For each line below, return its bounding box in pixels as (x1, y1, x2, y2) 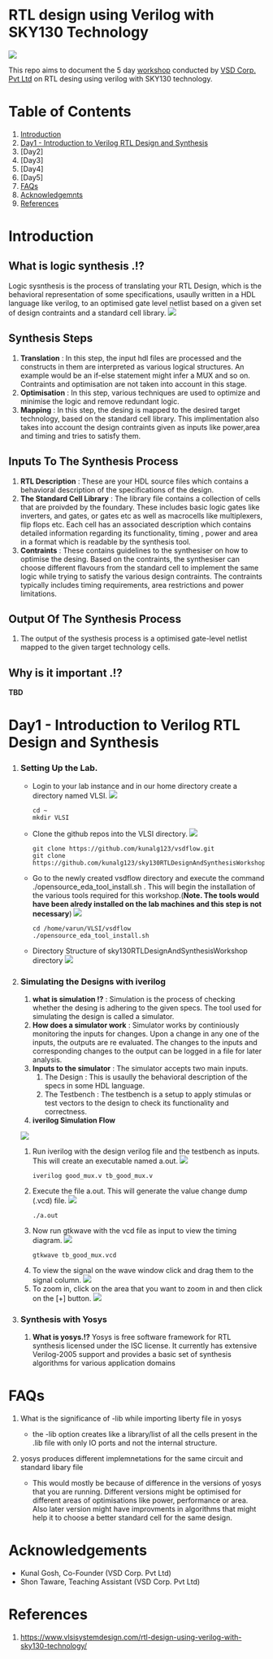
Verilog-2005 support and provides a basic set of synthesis (32, 1350, 232, 1359)
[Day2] (19, 147, 44, 156)
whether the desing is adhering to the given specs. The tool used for (32, 1003, 262, 1013)
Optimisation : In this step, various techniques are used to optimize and (19, 387, 261, 397)
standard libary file (19, 1463, 84, 1473)
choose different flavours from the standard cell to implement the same (19, 562, 259, 572)
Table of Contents (8, 103, 132, 121)
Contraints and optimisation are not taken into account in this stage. (19, 379, 247, 388)
